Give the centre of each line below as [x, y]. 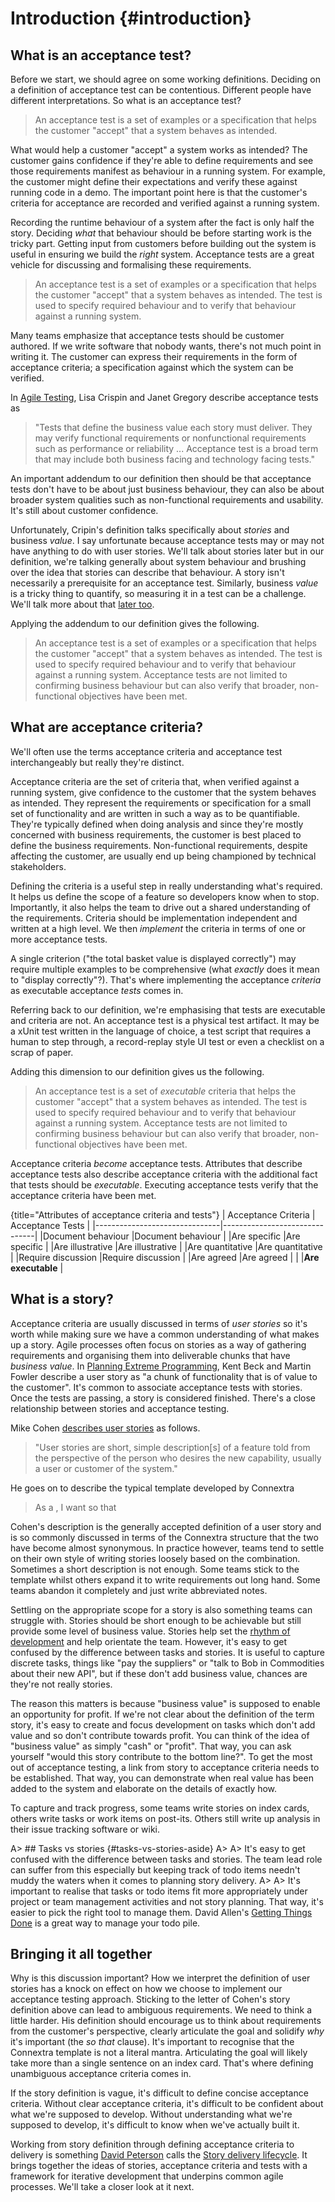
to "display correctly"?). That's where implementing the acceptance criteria [166, 979]
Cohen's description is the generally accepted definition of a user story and [166, 1526]
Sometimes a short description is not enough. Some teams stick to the [155, 1569]
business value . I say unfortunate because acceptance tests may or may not [167, 540]
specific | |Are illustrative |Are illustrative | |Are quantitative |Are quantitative [166, 1246]
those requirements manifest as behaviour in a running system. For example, [168, 171]
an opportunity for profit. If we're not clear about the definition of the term [162, 1714]
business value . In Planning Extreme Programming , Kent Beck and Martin [161, 1366]
